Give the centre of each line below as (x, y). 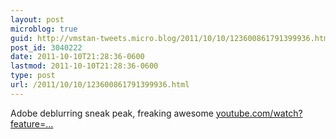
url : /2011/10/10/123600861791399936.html (100, 85)
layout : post (37, 19)
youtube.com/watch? (259, 113)
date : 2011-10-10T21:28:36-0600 (77, 57)
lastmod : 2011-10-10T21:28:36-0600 (84, 66)
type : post (33, 76)
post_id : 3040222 (46, 47)
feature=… (32, 123)
